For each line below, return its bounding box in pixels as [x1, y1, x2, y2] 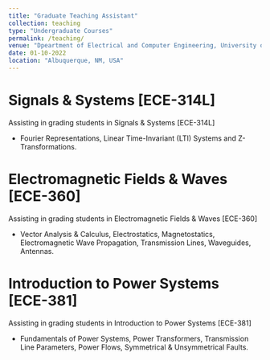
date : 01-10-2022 [8, 49, 67, 57]
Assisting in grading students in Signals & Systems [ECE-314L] [8, 117, 215, 127]
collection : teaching [8, 19, 81, 27]
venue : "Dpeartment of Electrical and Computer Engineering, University [8, 42, 257, 50]
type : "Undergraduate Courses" [8, 27, 113, 35]
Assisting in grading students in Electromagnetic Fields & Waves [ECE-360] [8, 214, 258, 223]
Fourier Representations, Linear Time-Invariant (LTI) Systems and [19, 133, 237, 143]
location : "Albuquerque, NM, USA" [8, 57, 125, 65]
